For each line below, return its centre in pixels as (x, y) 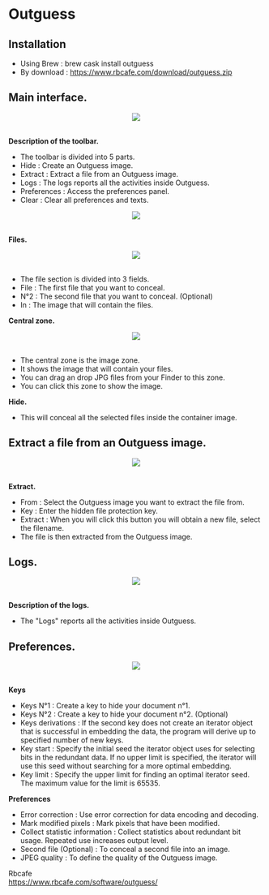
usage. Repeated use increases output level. (94, 841)
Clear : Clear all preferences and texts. (84, 200)
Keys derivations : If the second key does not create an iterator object (137, 723)
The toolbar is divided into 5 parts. (77, 157)
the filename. (42, 527)
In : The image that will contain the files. (87, 304)
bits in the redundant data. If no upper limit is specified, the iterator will (138, 757)
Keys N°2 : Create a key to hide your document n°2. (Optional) (124, 714)
